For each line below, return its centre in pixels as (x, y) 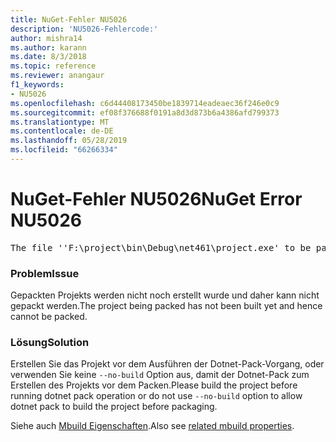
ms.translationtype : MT (60, 122)
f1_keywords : (37, 85)
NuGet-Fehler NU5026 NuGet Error (156, 199)
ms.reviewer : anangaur (57, 76)
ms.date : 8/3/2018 (48, 57)
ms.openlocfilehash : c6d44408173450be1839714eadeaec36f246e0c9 (145, 103)
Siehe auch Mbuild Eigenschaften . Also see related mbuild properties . (152, 426)
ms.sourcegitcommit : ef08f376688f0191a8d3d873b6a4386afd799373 (145, 112)
